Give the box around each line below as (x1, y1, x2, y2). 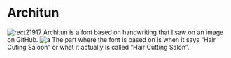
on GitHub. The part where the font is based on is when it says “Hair (7, 35, 216, 43)
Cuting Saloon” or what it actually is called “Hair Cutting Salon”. (7, 43, 190, 51)
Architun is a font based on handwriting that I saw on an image (43, 28, 224, 36)
